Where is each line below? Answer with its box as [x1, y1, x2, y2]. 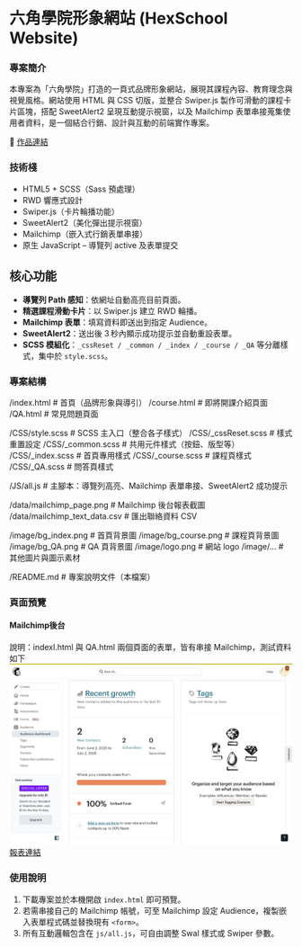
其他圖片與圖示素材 [9, 552, 81, 563]
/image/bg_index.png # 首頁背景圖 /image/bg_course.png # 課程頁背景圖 [9, 530, 280, 541]
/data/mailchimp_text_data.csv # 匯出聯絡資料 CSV [9, 510, 198, 522]
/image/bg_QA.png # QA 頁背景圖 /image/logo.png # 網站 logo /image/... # [9, 541, 284, 551]
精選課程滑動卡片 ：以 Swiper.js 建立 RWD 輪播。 [22, 305, 202, 316]
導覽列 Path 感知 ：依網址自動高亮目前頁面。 [22, 294, 186, 305]
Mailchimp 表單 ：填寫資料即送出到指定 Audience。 [22, 317, 213, 327]
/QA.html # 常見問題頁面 [9, 408, 99, 419]
